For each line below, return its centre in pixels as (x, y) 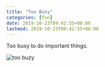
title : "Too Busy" (29, 12)
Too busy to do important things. (47, 46)
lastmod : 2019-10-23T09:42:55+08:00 (52, 29)
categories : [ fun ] (29, 18)
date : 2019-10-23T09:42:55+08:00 (49, 23)
